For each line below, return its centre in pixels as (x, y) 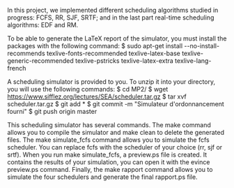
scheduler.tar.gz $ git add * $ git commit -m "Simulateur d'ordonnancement (116, 104)
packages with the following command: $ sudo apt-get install (95, 46)
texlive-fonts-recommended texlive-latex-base (114, 53)
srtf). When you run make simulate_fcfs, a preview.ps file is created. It (107, 154)
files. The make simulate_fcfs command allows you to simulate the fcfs (109, 140)
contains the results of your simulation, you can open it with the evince (109, 162)
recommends (26, 53)
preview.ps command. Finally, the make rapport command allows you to (110, 169)
